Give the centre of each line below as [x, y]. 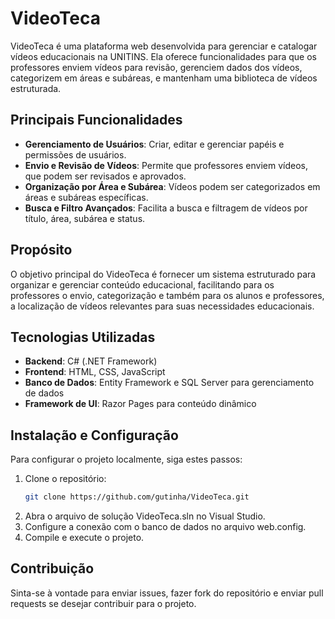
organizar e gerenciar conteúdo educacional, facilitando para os [142, 284]
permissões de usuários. [75, 154]
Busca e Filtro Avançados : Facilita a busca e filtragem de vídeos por [166, 208]
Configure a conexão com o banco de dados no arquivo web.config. [165, 527]
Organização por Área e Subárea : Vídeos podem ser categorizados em [172, 186]
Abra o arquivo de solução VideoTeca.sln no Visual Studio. [145, 516]
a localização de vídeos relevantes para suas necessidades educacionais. [162, 306]
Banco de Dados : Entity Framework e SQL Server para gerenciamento [169, 383]
